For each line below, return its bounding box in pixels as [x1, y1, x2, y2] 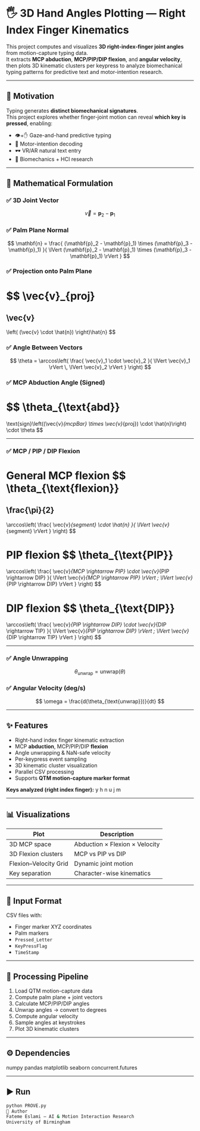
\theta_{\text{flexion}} [6, 481, 120, 495]
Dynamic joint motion [74, 860, 134, 868]
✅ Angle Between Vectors [6, 343, 83, 352]
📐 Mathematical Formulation [6, 178, 113, 188]
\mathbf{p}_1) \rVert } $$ [70, 252, 130, 259]
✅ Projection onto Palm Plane [6, 267, 92, 275]
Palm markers [14, 929, 49, 937]
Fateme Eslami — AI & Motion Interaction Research [6, 1114, 135, 1120]
